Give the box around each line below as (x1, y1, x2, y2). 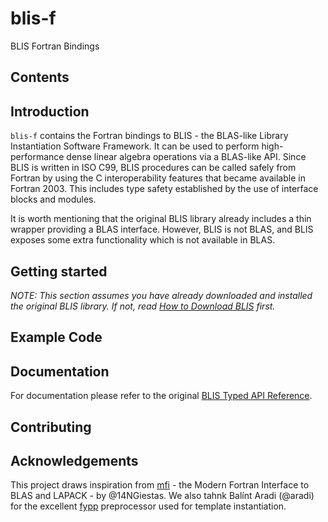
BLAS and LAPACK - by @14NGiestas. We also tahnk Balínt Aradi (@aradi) (10, 490, 315, 502)
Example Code (10, 329, 103, 346)
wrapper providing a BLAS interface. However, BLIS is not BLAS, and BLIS (10, 223, 314, 236)
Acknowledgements (10, 452, 139, 469)
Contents (10, 69, 70, 86)
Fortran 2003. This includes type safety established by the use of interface (10, 183, 319, 195)
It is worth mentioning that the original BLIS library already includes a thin (10, 213, 312, 225)
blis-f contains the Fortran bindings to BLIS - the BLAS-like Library (10, 130, 289, 142)
